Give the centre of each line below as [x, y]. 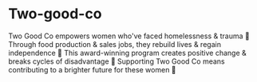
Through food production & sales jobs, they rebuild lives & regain [115, 44]
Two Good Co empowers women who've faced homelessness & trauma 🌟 [129, 36]
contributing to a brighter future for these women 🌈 [93, 69]
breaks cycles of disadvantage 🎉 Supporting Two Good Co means [117, 61]
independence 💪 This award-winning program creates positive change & [128, 53]
